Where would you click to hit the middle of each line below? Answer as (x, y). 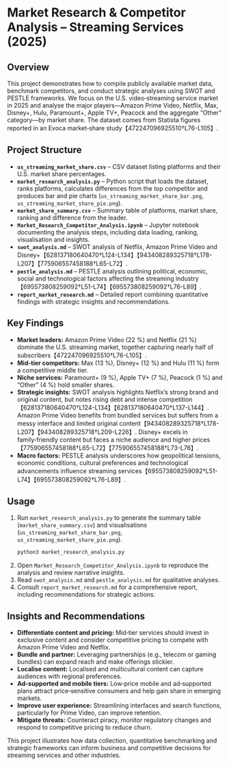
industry (187, 278)
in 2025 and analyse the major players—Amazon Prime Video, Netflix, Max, (113, 105)
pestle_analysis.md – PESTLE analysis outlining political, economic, (112, 271)
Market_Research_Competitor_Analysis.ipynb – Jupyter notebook (108, 225)
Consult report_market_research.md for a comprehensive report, (107, 587)
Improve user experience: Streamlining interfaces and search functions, (119, 706)
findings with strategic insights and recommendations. (93, 301)
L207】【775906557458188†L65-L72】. (72, 263)
